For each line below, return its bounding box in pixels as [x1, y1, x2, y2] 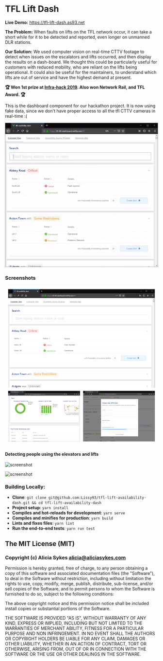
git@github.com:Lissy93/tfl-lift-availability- [48, 495, 147, 500]
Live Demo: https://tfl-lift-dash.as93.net [5, 19, 85, 25]
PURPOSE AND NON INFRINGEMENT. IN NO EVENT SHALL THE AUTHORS [5, 631, 155, 637]
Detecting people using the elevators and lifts [5, 451, 99, 457]
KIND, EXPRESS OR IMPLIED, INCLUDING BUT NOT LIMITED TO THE [5, 620, 143, 626]
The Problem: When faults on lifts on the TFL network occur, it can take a [5, 29, 152, 35]
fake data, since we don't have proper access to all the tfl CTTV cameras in [5, 108, 156, 114]
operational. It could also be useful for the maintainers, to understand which [5, 69, 157, 75]
